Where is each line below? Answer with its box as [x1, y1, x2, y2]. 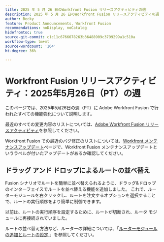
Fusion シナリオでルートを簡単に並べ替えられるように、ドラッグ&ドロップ [5, 180, 157, 186]
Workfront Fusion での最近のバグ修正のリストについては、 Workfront [5, 138, 144, 144]
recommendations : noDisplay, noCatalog [5, 26, 87, 30]
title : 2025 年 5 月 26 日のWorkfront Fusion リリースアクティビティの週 [5, 7, 146, 12]
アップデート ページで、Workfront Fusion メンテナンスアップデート [18, 144, 154, 150]
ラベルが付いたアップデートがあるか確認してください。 [13, 151, 126, 156]
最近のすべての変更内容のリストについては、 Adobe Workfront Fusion [5, 121, 145, 127]
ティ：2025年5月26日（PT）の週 [5, 88, 141, 99]
